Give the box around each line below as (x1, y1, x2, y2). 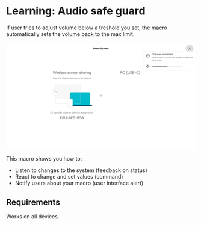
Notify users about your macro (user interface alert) (14, 179, 144, 187)
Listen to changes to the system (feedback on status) (14, 167, 147, 174)
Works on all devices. (6, 213, 60, 220)
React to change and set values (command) (14, 173, 123, 180)
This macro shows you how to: (6, 155, 82, 162)
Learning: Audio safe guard (6, 4, 146, 18)
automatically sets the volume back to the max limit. (6, 30, 135, 37)
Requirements (6, 197, 60, 207)
